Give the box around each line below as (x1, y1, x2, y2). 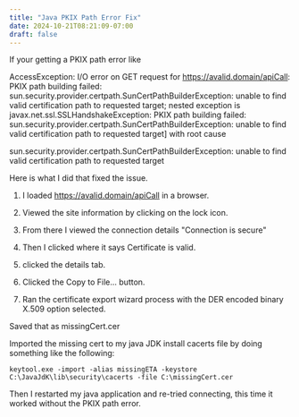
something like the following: (9, 348, 115, 359)
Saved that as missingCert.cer (9, 321, 120, 332)
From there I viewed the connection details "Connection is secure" (21, 225, 267, 235)
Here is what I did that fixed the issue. (9, 173, 149, 183)
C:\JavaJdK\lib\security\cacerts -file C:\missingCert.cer (9, 373, 234, 382)
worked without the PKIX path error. (9, 398, 141, 409)
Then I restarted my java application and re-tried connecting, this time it (9, 388, 274, 399)
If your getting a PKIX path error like (9, 55, 141, 65)
